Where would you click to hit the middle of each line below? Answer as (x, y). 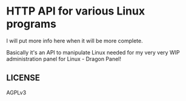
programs (31, 24)
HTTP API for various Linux (76, 11)
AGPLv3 (16, 93)
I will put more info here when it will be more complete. (75, 41)
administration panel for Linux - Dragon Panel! (64, 59)
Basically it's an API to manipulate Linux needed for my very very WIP (93, 52)
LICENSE (23, 78)
